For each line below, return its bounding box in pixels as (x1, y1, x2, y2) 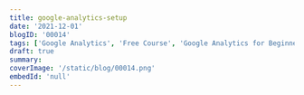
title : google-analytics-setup (9, 13, 128, 23)
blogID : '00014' (9, 30, 71, 39)
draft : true (9, 47, 54, 56)
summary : (9, 55, 43, 64)
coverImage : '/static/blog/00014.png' (9, 64, 156, 73)
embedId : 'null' (9, 72, 71, 81)
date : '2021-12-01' (9, 22, 83, 31)
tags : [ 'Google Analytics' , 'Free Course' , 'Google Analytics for (9, 38, 265, 48)
